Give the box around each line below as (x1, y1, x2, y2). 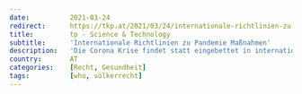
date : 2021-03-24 (9, 13, 111, 22)
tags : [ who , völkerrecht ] (9, 72, 143, 81)
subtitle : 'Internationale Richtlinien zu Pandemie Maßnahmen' (9, 38, 271, 47)
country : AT (9, 55, 78, 64)
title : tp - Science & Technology (9, 30, 171, 38)
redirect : (9, 21, 47, 30)
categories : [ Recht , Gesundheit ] (9, 64, 147, 73)
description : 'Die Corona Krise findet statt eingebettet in (9, 47, 252, 56)
